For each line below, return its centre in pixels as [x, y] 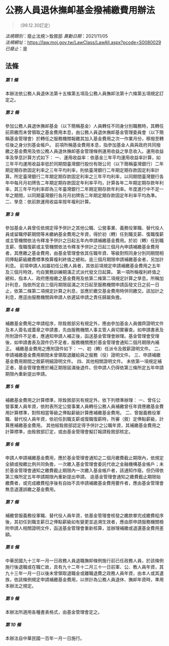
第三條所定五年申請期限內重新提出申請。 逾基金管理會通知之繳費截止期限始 [83, 477]
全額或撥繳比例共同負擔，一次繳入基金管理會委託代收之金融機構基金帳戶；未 [84, 464]
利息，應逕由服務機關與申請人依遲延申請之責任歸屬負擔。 [65, 297]
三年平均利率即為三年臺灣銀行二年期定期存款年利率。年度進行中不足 [89, 189]
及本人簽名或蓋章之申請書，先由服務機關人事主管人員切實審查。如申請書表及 [84, 330]
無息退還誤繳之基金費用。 [32, 490]
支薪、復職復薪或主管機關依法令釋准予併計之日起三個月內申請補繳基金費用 [82, 247]
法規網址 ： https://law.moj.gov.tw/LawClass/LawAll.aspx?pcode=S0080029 [83, 42]
